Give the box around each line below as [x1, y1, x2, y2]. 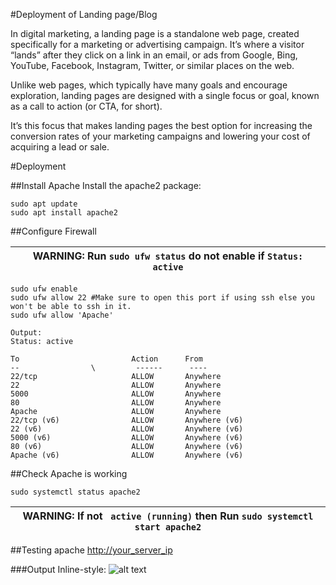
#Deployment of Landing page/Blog [10, 9, 158, 20]
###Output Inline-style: [10, 564, 107, 575]
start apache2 [134, 522, 202, 533]
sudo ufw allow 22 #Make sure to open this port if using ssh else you [10, 293, 315, 303]
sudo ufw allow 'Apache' [10, 310, 114, 320]
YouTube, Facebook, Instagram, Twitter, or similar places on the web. [10, 60, 295, 71]
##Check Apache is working [10, 468, 128, 479]
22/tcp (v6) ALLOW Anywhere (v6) [10, 415, 244, 425]
